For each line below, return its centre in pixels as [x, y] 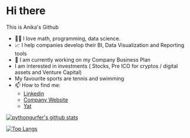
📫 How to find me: [37, 85]
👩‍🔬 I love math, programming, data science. [67, 38]
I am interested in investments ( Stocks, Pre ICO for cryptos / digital [96, 66]
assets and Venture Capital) [48, 72]
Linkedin [34, 93]
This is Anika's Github [32, 27]
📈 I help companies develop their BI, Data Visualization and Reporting [99, 45]
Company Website [46, 100]
